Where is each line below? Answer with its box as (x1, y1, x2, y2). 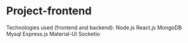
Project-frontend (6, 4, 92, 18)
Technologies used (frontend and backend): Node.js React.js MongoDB (6, 24, 182, 31)
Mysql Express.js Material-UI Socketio (6, 30, 101, 37)
